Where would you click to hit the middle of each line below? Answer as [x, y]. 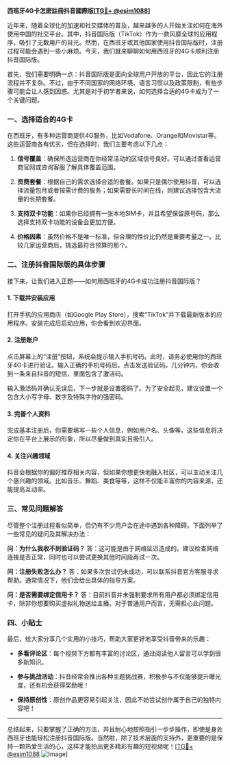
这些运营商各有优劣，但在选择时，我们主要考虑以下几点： [88, 144]
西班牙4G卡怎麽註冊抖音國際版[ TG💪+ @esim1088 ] [79, 11]
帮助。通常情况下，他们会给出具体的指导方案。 [73, 580]
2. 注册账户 [23, 340]
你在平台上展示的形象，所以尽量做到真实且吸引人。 [85, 439]
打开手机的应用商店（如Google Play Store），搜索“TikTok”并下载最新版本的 [112, 314]
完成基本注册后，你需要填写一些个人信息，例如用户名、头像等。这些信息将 [112, 430]
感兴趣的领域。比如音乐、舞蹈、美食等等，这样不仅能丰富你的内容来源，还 [118, 481]
